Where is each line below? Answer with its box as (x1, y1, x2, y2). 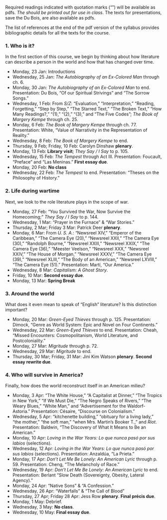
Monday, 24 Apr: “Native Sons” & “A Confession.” (12, 482, 114, 489)
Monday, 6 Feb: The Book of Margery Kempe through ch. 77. (12, 122, 137, 128)
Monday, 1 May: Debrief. (12, 498, 62, 504)
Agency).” (12, 477, 33, 483)
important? (5, 306, 27, 312)
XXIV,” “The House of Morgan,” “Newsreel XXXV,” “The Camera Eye (12, 251, 152, 257)
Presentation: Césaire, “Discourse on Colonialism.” (31, 408, 135, 414)
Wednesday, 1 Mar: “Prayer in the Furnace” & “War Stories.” (12, 219, 135, 225)
